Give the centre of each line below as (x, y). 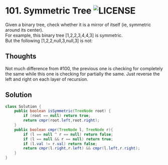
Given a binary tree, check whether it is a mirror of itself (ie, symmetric (78, 25)
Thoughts (21, 56)
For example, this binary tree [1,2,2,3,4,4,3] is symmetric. (64, 35)
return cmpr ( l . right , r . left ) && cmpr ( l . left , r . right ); (82, 148)
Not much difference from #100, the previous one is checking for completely (84, 68)
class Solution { (23, 106)
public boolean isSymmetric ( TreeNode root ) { (63, 111)
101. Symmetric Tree (48, 11)
